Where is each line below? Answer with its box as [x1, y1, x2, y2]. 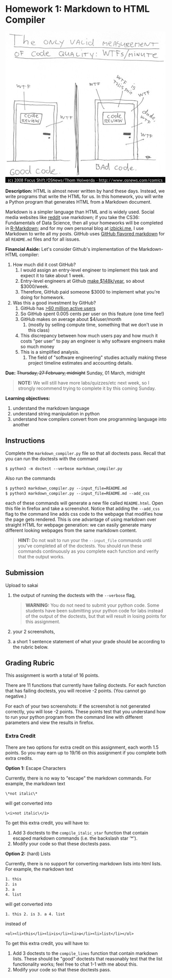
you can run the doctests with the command [5, 456, 99, 462]
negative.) [5, 693, 27, 699]
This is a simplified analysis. [20, 349, 80, 355]
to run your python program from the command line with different [5, 714, 143, 720]
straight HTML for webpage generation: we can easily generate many [5, 521, 152, 528]
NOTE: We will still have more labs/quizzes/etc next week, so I [17, 379, 149, 386]
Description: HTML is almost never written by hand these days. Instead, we [5, 188, 165, 194]
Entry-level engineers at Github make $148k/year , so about [20, 278, 145, 284]
